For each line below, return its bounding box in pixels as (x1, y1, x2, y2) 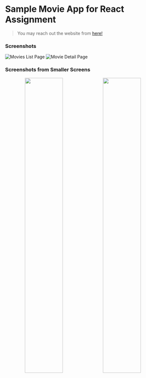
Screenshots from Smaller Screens (5, 66, 90, 73)
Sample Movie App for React (5, 3, 124, 15)
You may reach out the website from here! (17, 30, 103, 36)
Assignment (5, 14, 56, 25)
